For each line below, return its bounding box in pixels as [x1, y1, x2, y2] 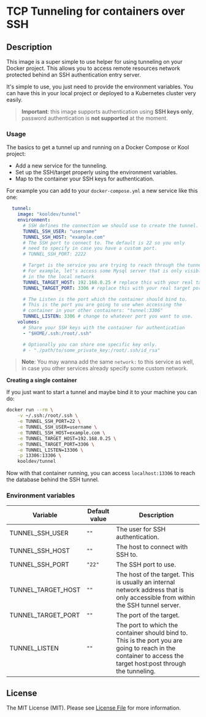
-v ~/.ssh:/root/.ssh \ [17, 413, 78, 419]
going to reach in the [116, 644, 176, 653]
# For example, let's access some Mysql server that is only [22, 268, 183, 274]
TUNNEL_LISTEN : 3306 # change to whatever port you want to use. [22, 313, 193, 320]
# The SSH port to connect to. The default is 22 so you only [22, 239, 185, 246]
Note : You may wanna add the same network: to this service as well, [21, 358, 194, 366]
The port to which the [116, 621, 178, 630]
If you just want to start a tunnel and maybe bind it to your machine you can [6, 389, 197, 396]
